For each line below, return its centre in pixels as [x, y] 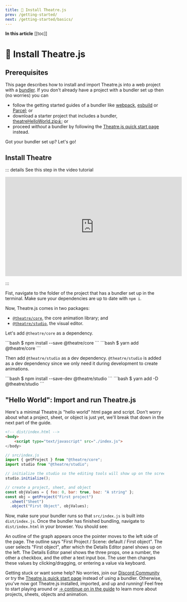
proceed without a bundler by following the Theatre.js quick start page [86, 127]
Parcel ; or [23, 111]
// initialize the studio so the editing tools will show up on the [79, 474]
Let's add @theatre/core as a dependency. [49, 333]
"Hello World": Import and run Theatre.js [71, 400]
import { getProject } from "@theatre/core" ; [54, 460]
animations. [17, 369]
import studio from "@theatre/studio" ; [47, 465]
